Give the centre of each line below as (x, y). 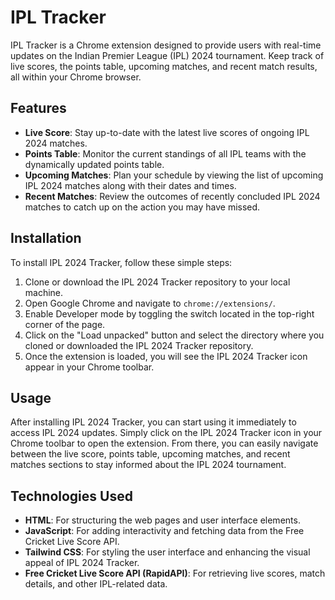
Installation (46, 238)
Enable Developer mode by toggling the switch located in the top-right (169, 313)
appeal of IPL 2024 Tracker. (82, 563)
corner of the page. (65, 324)
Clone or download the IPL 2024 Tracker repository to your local (157, 282)
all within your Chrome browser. (76, 77)
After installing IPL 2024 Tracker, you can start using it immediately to (153, 422)
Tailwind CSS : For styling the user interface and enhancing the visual (167, 552)
